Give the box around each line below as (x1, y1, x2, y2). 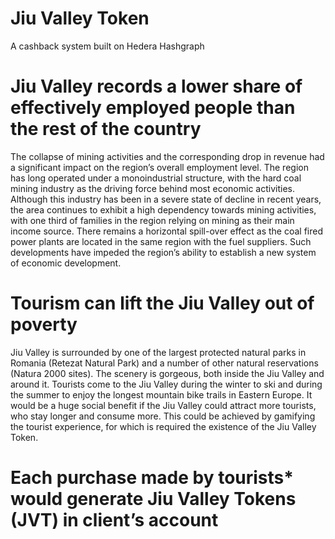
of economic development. (10, 257, 122, 269)
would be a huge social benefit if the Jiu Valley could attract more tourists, (10, 399, 317, 411)
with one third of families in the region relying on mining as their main (10, 214, 295, 226)
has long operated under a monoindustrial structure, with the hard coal (10, 172, 302, 184)
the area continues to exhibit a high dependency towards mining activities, (10, 203, 317, 216)
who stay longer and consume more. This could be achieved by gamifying (10, 410, 316, 422)
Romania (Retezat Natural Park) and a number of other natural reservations (10, 357, 319, 369)
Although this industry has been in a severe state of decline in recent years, (10, 193, 322, 205)
